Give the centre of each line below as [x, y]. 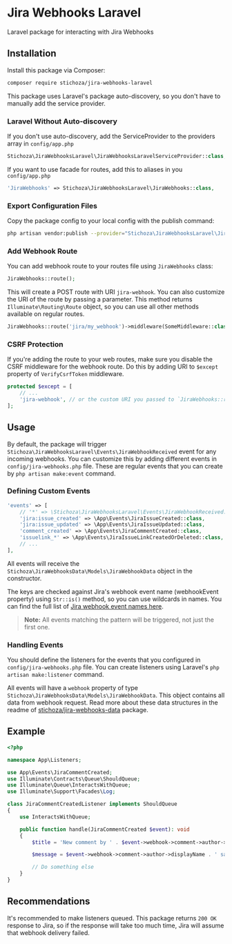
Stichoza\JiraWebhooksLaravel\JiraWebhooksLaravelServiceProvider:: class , [117, 156]
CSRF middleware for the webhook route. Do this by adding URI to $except [113, 366]
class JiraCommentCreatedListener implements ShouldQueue [92, 804]
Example [26, 732]
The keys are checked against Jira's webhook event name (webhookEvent [113, 591]
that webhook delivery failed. [48, 932]
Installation [32, 53]
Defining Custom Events [49, 491]
